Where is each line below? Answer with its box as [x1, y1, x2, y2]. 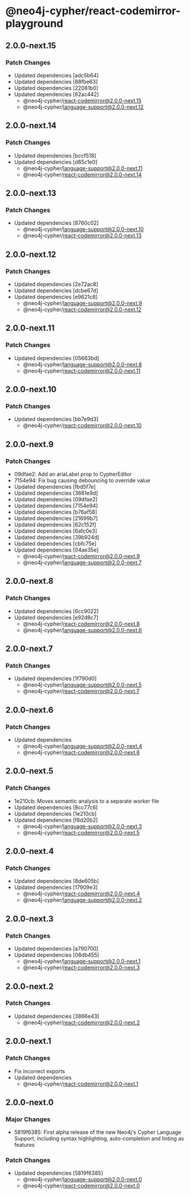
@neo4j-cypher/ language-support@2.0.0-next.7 [22, 559, 142, 566]
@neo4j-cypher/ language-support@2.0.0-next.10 [22, 226, 144, 233]
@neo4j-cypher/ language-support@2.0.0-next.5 [22, 681, 142, 688]
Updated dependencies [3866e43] [14, 1012, 99, 1020]
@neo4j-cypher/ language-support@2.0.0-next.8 [22, 361, 143, 368]
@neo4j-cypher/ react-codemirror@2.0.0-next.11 [22, 367, 141, 374]
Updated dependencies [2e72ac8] [14, 281, 98, 288]
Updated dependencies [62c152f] [14, 521, 96, 528]
